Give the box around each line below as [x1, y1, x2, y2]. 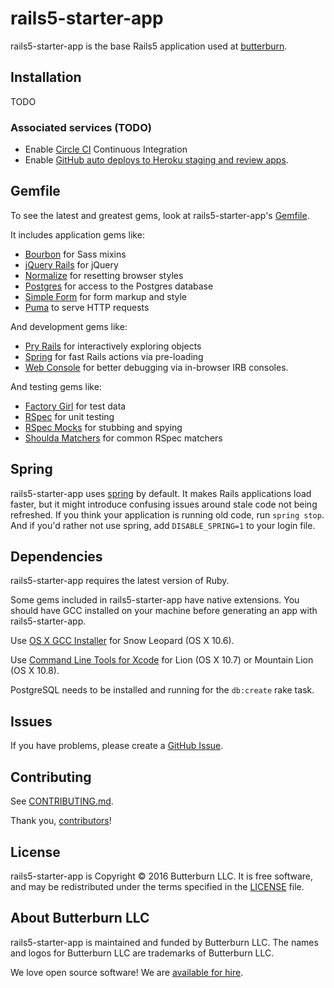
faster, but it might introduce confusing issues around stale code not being [10, 498, 318, 510]
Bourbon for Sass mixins [24, 248, 127, 260]
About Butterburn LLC [10, 910, 150, 927]
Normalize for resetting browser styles [24, 269, 184, 281]
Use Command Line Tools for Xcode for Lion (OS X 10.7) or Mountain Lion [10, 654, 314, 666]
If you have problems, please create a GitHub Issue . [10, 740, 224, 752]
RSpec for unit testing [24, 410, 115, 422]
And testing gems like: [10, 380, 102, 392]
